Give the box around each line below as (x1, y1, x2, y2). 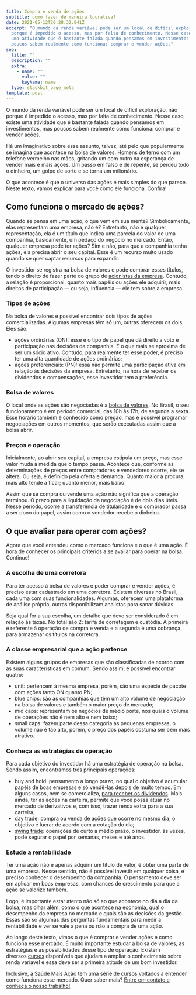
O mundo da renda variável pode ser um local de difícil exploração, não (6, 106, 178, 113)
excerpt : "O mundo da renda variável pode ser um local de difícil (6, 25, 174, 31)
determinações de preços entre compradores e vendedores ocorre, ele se (6, 466, 184, 474)
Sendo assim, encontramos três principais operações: (6, 766, 136, 773)
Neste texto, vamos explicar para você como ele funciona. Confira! (6, 185, 167, 192)
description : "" (11, 57, 51, 63)
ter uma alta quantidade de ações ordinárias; (14, 355, 123, 362)
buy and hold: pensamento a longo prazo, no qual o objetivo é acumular (14, 778, 188, 785)
